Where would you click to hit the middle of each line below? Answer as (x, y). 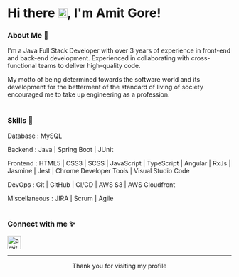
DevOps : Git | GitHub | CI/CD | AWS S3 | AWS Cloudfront (91, 185)
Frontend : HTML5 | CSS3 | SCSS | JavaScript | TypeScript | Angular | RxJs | (119, 163)
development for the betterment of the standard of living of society (106, 87)
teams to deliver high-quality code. (89, 66)
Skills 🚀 (20, 120)
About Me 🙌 (28, 36)
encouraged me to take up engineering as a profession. (89, 94)
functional (22, 66)
